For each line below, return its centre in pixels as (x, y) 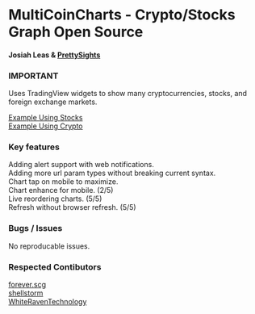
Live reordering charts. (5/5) (55, 199)
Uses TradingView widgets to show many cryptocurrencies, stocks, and (128, 94)
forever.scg (27, 284)
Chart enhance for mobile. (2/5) (61, 190)
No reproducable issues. (49, 246)
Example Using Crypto (46, 126)
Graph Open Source (76, 32)
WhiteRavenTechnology (48, 301)
